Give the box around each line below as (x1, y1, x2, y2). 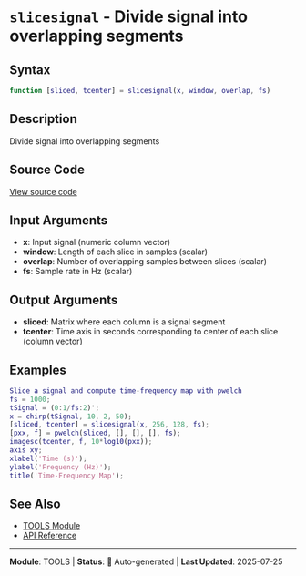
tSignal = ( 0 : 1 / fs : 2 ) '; (9, 403, 100, 412)
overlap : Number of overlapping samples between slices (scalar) (22, 256, 267, 267)
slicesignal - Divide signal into (9, 6, 249, 27)
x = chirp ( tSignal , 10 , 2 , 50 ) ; (9, 412, 132, 421)
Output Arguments (9, 292, 118, 307)
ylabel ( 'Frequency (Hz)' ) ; (9, 462, 112, 471)
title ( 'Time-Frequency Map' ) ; (9, 471, 125, 480)
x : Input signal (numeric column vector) (22, 237, 171, 248)
